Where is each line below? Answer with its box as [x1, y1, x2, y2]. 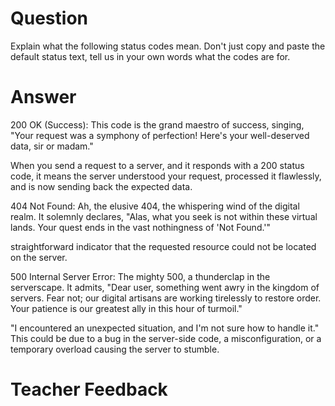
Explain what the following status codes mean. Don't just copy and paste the [10, 40, 326, 52]
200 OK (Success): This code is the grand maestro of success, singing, [10, 118, 305, 131]
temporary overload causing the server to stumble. [10, 343, 220, 355]
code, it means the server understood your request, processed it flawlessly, [10, 170, 322, 182]
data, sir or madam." [10, 140, 94, 152]
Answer [10, 86, 77, 109]
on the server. [10, 251, 68, 263]
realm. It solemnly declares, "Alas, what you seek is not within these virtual [10, 210, 318, 222]
